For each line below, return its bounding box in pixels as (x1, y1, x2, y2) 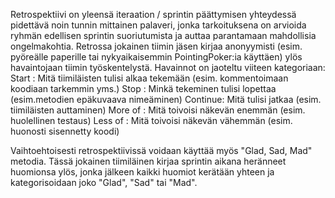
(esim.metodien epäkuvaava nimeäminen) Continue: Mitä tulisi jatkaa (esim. (10, 94, 322, 105)
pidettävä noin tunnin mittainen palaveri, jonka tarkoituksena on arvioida (10, 19, 307, 31)
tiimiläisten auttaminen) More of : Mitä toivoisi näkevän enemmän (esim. (10, 104, 306, 116)
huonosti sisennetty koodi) (10, 125, 120, 137)
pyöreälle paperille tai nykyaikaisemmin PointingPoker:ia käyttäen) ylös (10, 51, 303, 63)
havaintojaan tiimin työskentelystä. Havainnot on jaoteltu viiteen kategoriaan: (10, 62, 326, 73)
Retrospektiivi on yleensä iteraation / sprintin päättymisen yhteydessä (10, 9, 297, 20)
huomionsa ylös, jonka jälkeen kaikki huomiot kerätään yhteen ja (10, 166, 275, 178)
